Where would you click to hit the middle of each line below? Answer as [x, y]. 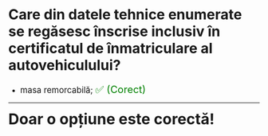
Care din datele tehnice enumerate [125, 15]
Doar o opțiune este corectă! [112, 119]
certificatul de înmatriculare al [110, 49]
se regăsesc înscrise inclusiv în [114, 31]
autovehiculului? [65, 66]
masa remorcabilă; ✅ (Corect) [83, 89]
